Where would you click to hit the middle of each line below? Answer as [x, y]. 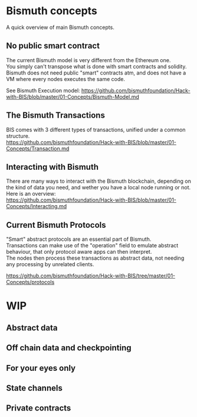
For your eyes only [41, 368]
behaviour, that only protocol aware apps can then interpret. [79, 252]
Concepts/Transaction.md [38, 148]
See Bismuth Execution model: [43, 90]
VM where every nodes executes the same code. [66, 79]
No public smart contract [53, 46]
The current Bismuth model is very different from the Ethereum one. [88, 60]
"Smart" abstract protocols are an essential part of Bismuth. [79, 239]
